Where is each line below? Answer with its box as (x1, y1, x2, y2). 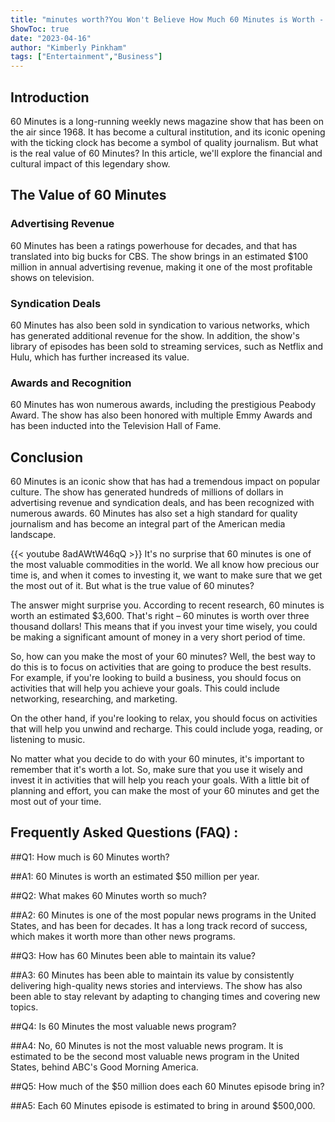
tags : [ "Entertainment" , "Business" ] (10, 52, 163, 62)
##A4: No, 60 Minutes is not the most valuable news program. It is (10, 1039, 284, 1051)
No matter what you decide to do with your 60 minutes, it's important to (10, 753, 305, 765)
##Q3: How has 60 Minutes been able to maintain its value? (10, 949, 256, 961)
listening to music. (10, 734, 86, 746)
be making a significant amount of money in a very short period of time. (10, 631, 306, 643)
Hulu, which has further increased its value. (10, 351, 190, 363)
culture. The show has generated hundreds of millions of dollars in (10, 486, 284, 498)
